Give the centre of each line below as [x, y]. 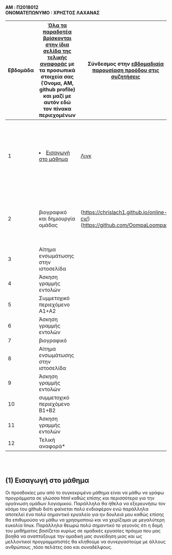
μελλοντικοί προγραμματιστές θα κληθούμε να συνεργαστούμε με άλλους [85, 542]
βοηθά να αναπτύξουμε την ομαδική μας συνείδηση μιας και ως [74, 537]
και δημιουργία [57, 219]
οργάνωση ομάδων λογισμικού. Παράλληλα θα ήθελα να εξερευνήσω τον [85, 504]
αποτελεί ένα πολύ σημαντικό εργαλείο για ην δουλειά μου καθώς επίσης [85, 514]
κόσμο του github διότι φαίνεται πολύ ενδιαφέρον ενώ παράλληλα [77, 509]
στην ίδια [57, 45]
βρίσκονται [57, 38]
